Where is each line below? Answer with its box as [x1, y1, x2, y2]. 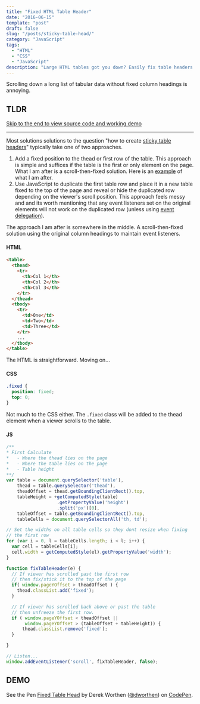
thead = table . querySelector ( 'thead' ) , [17, 483, 116, 489]
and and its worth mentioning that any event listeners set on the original [14, 199, 191, 206]
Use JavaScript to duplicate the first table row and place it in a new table [14, 180, 193, 188]
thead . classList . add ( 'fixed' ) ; [17, 588, 95, 594]
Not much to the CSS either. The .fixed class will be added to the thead [6, 410, 183, 418]
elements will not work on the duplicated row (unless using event [14, 206, 174, 213]
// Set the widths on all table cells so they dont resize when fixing [6, 527, 187, 533]
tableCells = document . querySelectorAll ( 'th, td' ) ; [17, 516, 148, 522]
